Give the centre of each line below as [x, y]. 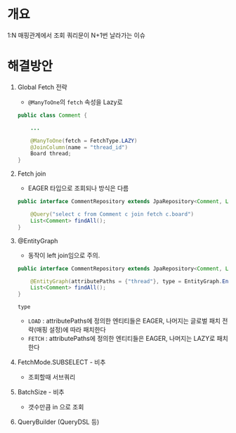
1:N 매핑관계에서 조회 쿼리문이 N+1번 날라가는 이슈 [77, 35]
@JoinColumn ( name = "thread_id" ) [79, 147]
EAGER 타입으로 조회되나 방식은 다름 [78, 188]
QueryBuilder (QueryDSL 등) [58, 422]
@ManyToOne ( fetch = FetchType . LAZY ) [84, 141]
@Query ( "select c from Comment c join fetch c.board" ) [112, 214]
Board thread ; [51, 154]
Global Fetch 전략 [42, 87]
